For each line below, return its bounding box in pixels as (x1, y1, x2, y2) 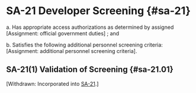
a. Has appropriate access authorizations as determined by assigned (6, 24, 174, 31)
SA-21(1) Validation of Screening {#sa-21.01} (6, 65, 173, 75)
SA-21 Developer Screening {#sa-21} (6, 4, 191, 18)
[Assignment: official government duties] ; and (6, 29, 120, 36)
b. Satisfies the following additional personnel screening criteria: (6, 41, 163, 48)
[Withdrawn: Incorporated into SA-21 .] (6, 80, 99, 87)
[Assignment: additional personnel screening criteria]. (6, 47, 137, 54)
